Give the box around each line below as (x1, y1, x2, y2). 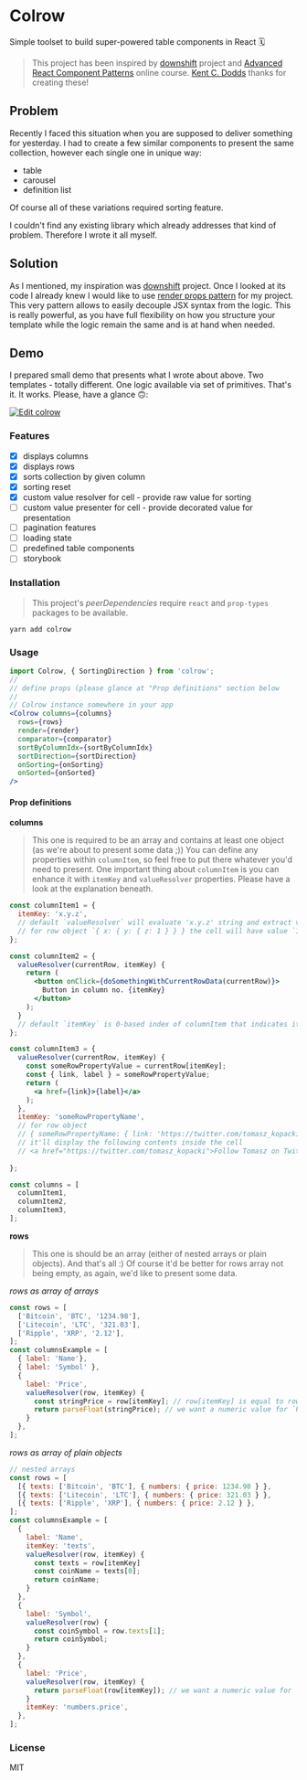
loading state (22, 532, 72, 544)
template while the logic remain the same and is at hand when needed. (9, 319, 276, 330)
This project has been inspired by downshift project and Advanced (31, 57, 283, 69)
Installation (9, 577, 61, 590)
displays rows (22, 461, 75, 472)
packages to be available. (31, 607, 129, 618)
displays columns (22, 450, 89, 462)
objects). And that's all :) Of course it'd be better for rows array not (31, 1258, 284, 1269)
